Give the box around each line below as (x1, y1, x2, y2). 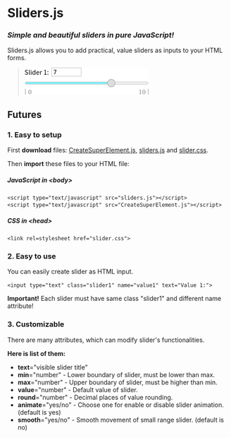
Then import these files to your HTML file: (7, 160, 130, 168)
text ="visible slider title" (17, 362, 88, 372)
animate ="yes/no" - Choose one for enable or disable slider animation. (17, 401, 224, 409)
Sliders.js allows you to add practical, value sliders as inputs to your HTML (7, 46, 223, 54)
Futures (7, 108, 42, 121)
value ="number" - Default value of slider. (17, 385, 139, 393)
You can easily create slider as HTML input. (7, 267, 134, 276)
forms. (7, 54, 27, 62)
